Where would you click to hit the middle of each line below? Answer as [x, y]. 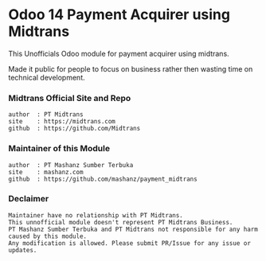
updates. [23, 250]
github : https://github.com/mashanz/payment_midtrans [103, 179]
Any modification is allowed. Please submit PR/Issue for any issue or [129, 243]
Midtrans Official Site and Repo [70, 98]
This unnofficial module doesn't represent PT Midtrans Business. [121, 222]
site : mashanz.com [46, 172]
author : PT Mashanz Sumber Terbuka [71, 165]
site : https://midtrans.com [62, 122]
